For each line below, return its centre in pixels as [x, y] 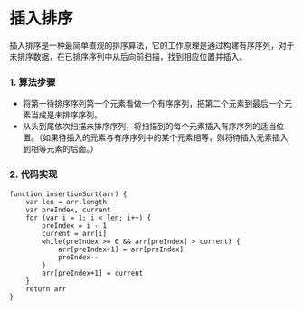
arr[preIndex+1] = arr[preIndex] [120, 249]
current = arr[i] [74, 233]
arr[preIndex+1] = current [93, 273]
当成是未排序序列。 [66, 115]
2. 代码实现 [33, 174]
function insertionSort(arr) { [68, 194]
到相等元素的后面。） [60, 149]
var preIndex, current [68, 210]
